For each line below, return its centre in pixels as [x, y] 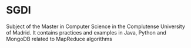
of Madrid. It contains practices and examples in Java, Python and [86, 32]
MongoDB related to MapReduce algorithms [59, 39]
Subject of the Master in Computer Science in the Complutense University [95, 26]
